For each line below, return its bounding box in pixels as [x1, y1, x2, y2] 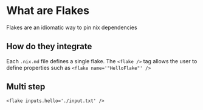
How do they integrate [6, 41, 92, 52]
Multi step [6, 81, 46, 92]
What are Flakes [6, 4, 90, 18]
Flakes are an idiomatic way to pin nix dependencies [6, 24, 138, 31]
